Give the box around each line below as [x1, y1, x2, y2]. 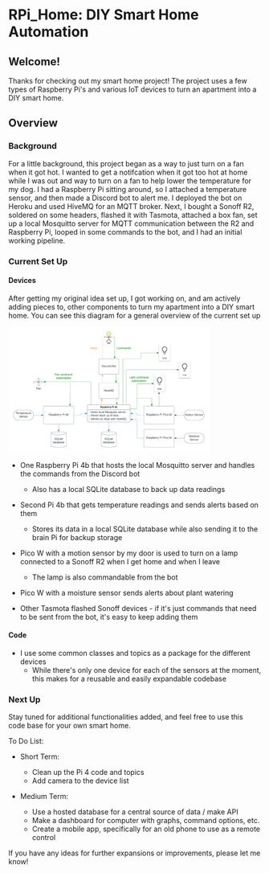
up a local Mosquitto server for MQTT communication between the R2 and [8, 219, 255, 228]
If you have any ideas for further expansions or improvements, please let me [8, 848, 261, 858]
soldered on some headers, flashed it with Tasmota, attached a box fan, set [8, 210, 259, 219]
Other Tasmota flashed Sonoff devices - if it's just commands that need [19, 603, 257, 613]
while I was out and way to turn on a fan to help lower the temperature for [8, 175, 251, 186]
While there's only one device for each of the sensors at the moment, [31, 666, 262, 675]
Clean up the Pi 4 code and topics [31, 768, 145, 777]
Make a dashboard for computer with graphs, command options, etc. [31, 816, 260, 826]
